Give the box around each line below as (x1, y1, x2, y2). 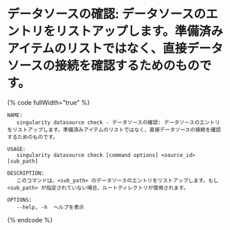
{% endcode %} (7, 216, 53, 224)
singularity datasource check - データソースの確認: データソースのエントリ (16, 118, 220, 126)
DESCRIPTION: (7, 169, 45, 176)
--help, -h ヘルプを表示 (16, 204, 85, 211)
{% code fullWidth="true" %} (7, 98, 90, 107)
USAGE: (7, 145, 26, 152)
